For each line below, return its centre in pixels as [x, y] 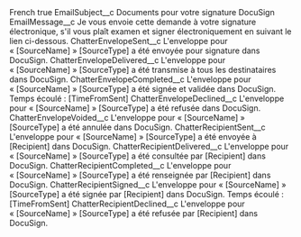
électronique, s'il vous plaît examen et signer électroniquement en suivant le [150, 32]
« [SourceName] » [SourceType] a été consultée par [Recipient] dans [137, 156]
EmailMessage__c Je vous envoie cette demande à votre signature [133, 22]
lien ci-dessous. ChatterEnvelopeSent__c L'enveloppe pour [119, 41]
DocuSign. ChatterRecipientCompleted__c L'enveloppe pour [120, 165]
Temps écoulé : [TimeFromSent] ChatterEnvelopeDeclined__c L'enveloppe [147, 98]
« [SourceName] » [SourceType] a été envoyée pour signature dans [135, 50]
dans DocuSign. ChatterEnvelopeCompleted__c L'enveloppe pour [130, 79]
